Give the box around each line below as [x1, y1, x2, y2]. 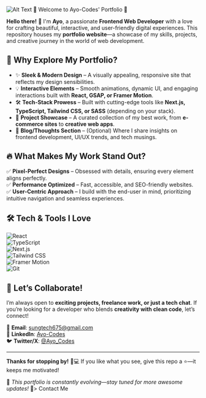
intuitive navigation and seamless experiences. [6, 194, 124, 202]
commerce [15, 120, 44, 128]
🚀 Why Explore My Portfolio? [6, 55, 118, 66]
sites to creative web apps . [44, 120, 115, 128]
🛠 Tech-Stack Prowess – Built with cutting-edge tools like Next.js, [15, 98, 186, 105]
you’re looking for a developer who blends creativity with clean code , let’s [6, 305, 195, 313]
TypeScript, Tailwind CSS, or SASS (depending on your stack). [15, 107, 176, 115]
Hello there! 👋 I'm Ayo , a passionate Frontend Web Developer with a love [6, 18, 193, 25]
